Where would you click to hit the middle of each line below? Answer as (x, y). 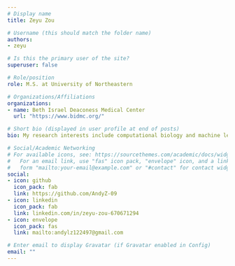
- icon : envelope (33, 220)
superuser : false (33, 65)
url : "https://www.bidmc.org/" (59, 116)
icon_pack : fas (36, 226)
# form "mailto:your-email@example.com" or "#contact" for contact (111, 168)
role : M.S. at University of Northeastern (70, 84)
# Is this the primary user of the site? (69, 59)
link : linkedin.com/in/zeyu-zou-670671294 (76, 213)
